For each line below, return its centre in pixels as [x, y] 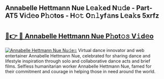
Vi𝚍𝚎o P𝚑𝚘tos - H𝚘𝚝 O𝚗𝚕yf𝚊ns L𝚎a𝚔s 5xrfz [89, 16]
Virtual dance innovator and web [111, 50]
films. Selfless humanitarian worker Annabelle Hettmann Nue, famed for [79, 66]
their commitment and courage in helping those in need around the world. [80, 71]
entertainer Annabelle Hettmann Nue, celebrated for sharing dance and [78, 56]
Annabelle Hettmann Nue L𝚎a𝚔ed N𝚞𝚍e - [70, 8]
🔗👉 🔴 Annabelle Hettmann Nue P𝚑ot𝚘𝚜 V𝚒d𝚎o [80, 36]
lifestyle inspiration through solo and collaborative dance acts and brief [78, 61]
